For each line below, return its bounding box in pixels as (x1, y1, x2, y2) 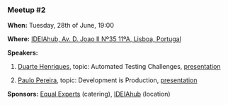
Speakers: (7, 48, 38, 57)
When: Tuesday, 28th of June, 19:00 (7, 21, 115, 30)
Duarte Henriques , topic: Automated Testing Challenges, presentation (17, 62, 221, 71)
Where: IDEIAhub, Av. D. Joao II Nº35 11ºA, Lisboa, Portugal (7, 35, 182, 43)
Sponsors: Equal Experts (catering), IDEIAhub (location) (7, 90, 171, 99)
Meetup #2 (7, 5, 46, 15)
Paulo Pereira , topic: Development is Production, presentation (17, 76, 198, 84)
